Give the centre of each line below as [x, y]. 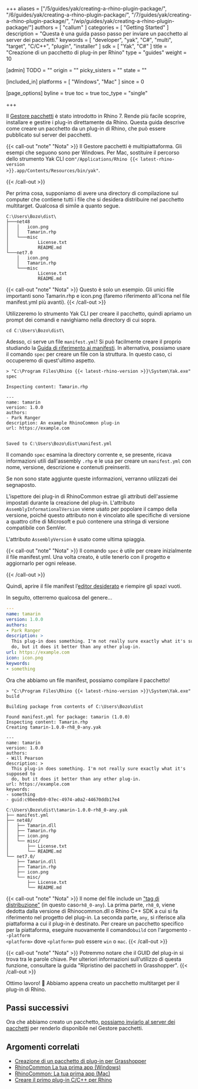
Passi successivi [37, 1008]
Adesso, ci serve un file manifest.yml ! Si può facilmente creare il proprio [94, 342]
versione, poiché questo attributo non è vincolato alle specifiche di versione [98, 515]
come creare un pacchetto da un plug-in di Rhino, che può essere [86, 129]
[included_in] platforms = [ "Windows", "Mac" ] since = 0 [75, 82]
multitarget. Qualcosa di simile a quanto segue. [63, 206]
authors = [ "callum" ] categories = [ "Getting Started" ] [102, 27]
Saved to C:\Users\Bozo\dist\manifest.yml [59, 444]
